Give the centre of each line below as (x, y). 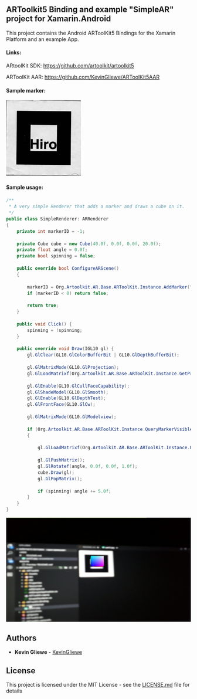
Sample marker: (26, 90)
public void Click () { (44, 324)
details (14, 691)
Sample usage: (25, 187)
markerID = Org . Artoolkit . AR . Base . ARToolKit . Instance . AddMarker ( (109, 287)
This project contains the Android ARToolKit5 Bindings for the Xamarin (91, 33)
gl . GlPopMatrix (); (60, 479)
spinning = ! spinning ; (55, 330)
